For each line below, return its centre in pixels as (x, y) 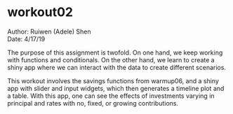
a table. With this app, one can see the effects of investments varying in (111, 96)
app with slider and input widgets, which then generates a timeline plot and (116, 88)
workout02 (40, 12)
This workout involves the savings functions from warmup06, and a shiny (113, 80)
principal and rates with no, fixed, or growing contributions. (93, 103)
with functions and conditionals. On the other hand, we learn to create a (111, 59)
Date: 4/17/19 (26, 38)
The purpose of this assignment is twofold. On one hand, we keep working (115, 52)
